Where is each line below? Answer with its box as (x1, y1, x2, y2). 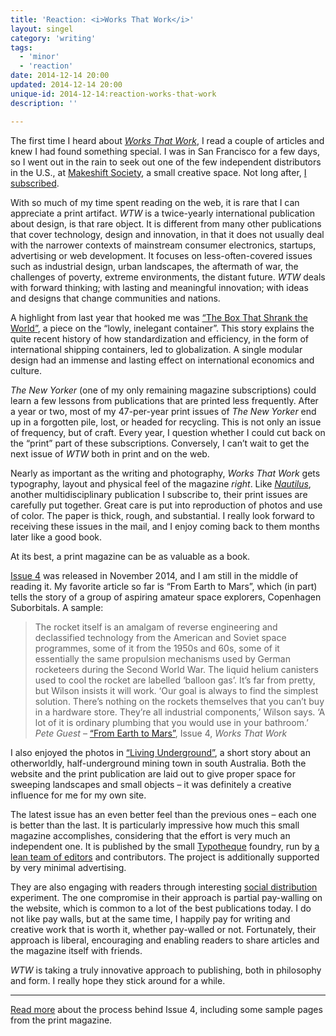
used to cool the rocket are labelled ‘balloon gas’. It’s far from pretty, (34, 674, 316, 686)
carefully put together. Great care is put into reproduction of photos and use (10, 499, 323, 511)
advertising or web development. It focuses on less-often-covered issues (10, 249, 313, 261)
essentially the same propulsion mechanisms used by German (34, 652, 292, 665)
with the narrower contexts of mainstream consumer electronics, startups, (10, 239, 317, 251)
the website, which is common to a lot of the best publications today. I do (10, 902, 312, 914)
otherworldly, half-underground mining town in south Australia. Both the (10, 757, 307, 769)
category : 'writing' (10, 33, 97, 43)
